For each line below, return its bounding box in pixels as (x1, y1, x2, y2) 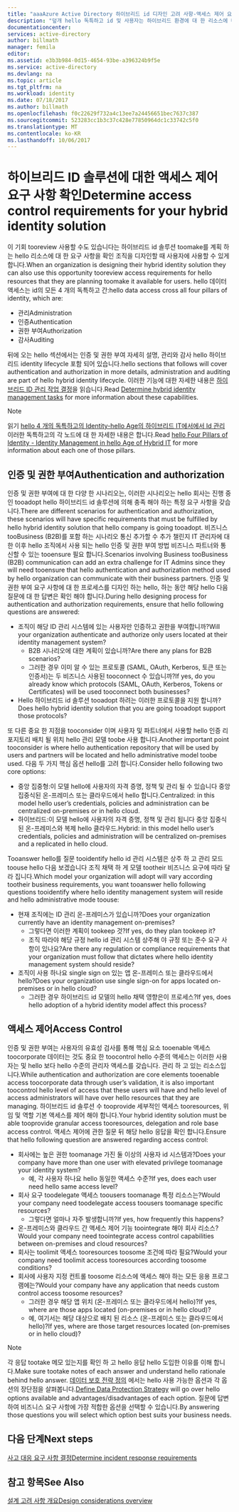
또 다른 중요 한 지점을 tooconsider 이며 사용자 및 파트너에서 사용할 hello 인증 (7, 726, 221, 735)
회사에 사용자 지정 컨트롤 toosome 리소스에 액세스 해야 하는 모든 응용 (17, 1271, 211, 1280)
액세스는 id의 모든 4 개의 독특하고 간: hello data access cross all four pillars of (7, 286, 228, 295)
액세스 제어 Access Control (7, 1023, 123, 1035)
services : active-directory (7, 30, 91, 38)
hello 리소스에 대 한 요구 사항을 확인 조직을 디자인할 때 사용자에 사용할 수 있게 (14, 251, 230, 261)
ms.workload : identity (7, 90, 75, 97)
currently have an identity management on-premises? (17, 918, 176, 927)
